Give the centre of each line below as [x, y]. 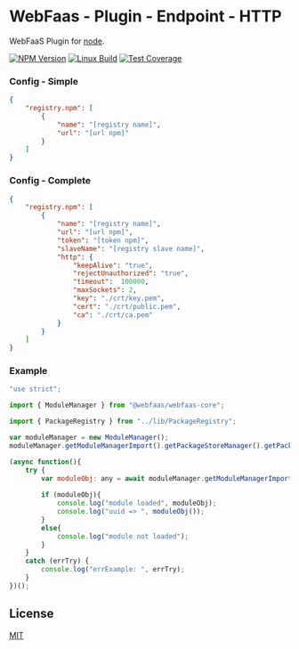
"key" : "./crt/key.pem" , [119, 299]
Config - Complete [50, 181]
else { [52, 528]
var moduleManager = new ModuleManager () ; [89, 438]
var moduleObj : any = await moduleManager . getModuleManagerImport [167, 478]
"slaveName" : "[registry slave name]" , [130, 248]
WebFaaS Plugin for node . [57, 41]
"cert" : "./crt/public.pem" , [126, 306]
